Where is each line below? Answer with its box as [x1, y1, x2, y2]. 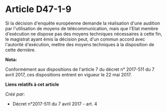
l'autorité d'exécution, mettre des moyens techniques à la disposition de [5, 41, 154, 47]
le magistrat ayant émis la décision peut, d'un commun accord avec [5, 36, 145, 42]
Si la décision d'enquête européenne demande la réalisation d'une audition [5, 20, 160, 26]
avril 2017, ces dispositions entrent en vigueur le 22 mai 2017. [5, 71, 132, 77]
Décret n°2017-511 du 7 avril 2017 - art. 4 [12, 100, 98, 106]
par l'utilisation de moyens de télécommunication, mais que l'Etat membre [5, 25, 158, 31]
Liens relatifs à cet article [5, 81, 59, 87]
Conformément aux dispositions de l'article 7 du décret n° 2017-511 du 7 [5, 66, 155, 72]
